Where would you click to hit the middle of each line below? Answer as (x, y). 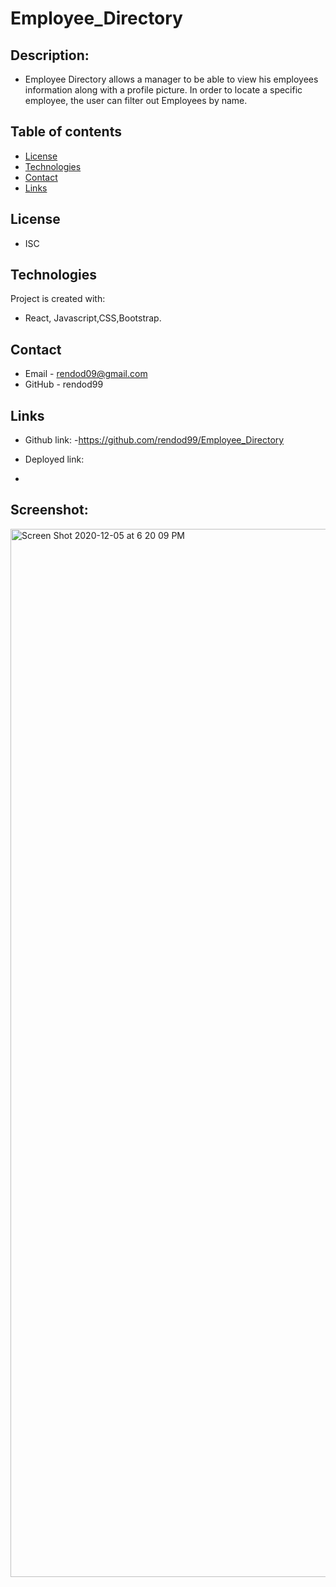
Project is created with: (58, 299)
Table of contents (66, 132)
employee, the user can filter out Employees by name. (136, 100)
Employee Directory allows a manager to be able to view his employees (171, 79)
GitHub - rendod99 (64, 384)
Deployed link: (54, 459)
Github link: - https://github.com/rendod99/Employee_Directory (154, 440)
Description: (50, 55)
